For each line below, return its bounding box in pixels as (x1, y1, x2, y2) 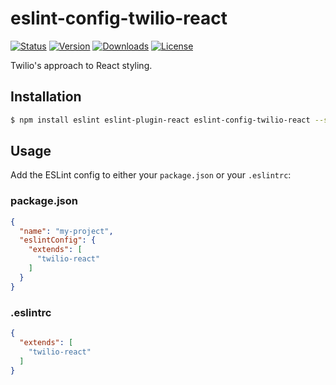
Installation (10, 88, 82, 106)
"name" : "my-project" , (19, 226, 114, 236)
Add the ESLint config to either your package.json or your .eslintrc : (10, 169, 292, 181)
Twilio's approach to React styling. (10, 59, 153, 71)
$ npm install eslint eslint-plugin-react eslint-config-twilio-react (10, 115, 311, 125)
